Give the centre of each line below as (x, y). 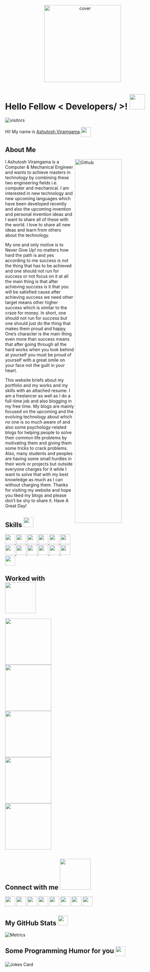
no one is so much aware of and (38, 422)
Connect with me (32, 887)
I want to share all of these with (37, 219)
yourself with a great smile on (35, 360)
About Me (20, 150)
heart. (11, 370)
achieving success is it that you (37, 287)
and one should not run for (32, 271)
